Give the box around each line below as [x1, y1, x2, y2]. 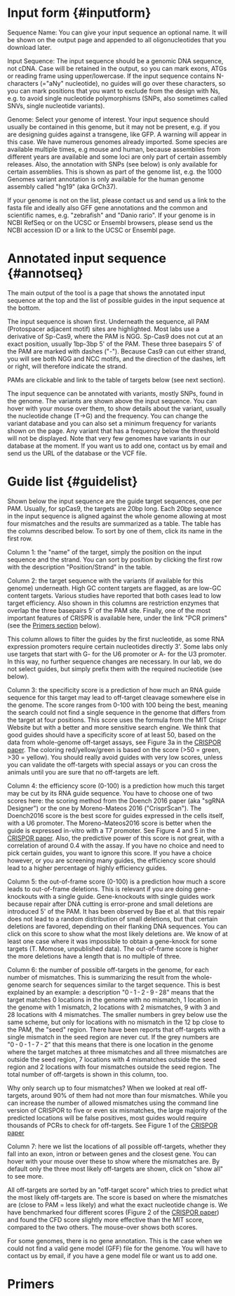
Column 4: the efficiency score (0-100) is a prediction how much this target [7, 782, 225, 790]
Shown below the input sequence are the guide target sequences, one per [7, 497, 222, 505]
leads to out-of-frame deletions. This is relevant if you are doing [7, 884, 192, 893]
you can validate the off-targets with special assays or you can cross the [7, 760, 217, 769]
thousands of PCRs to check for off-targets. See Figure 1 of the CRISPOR [7, 1121, 218, 1129]
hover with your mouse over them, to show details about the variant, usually [7, 404, 227, 413]
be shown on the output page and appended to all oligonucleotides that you [7, 35, 227, 44]
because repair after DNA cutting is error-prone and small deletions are [7, 900, 213, 908]
